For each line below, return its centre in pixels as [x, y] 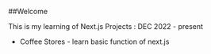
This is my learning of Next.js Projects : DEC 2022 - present [106, 26]
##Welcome [28, 11]
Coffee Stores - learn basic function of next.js [94, 41]
